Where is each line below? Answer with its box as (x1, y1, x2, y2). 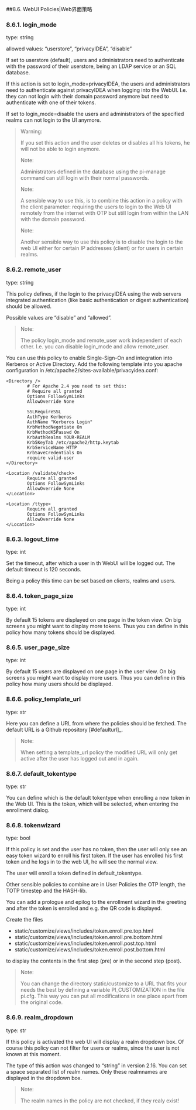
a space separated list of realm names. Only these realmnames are (6, 1068, 167, 1075)
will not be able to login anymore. (20, 146, 101, 153)
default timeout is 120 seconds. (6, 566, 82, 573)
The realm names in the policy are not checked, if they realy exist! (20, 1097, 180, 1104)
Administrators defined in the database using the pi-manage (20, 168, 166, 175)
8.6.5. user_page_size (6, 643, 70, 652)
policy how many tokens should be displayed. (6, 629, 116, 636)
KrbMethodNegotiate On (27, 424, 82, 430)
